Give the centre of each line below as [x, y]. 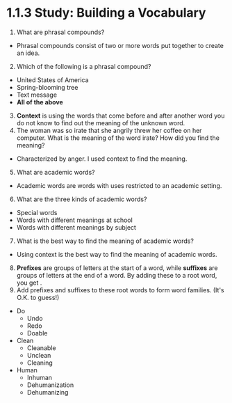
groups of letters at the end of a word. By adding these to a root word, [117, 275]
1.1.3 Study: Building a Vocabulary [106, 13]
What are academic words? [56, 172]
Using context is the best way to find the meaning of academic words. [117, 254]
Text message [36, 95]
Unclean [39, 355]
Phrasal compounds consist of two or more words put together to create [120, 45]
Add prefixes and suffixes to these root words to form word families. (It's [120, 290]
